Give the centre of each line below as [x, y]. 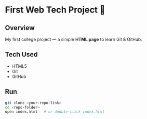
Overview [20, 28]
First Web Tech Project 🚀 [55, 10]
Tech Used [21, 54]
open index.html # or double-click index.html [55, 112]
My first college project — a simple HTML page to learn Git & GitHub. [73, 39]
